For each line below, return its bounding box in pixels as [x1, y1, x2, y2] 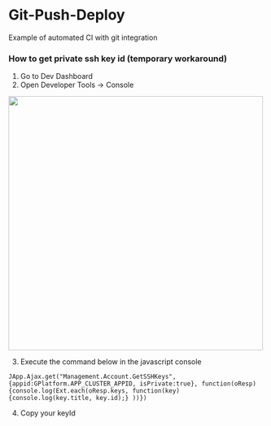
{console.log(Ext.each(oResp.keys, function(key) [8, 387, 181, 395]
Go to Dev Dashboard [20, 72, 94, 81]
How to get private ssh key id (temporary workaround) [8, 53, 228, 64]
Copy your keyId [20, 408, 76, 418]
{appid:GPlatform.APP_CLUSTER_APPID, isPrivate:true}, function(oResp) [8, 380, 256, 388]
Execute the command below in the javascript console [20, 357, 202, 367]
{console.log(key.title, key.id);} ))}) [8, 394, 148, 402]
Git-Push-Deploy [8, 6, 125, 24]
